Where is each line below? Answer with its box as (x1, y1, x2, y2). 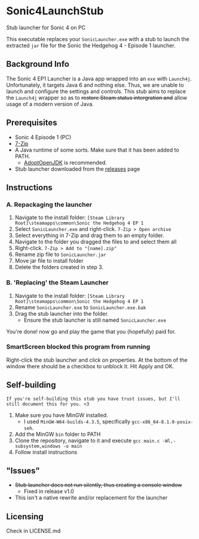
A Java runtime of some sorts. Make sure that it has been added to (14, 146, 179, 153)
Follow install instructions (14, 448, 78, 455)
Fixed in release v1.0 (23, 488, 75, 495)
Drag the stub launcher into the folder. (14, 310, 109, 317)
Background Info (6, 59, 70, 69)
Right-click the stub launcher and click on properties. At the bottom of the (6, 356, 188, 364)
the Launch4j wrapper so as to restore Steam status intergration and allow (6, 94, 187, 101)
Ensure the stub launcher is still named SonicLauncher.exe (23, 316, 166, 324)
